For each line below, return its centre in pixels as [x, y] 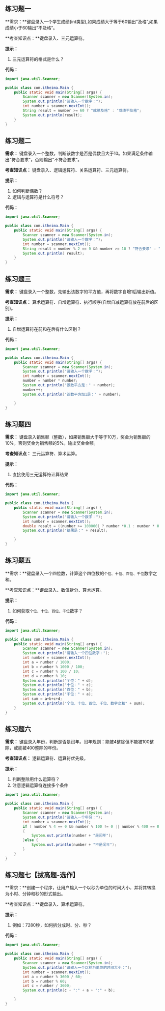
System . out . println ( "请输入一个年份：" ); [63, 817]
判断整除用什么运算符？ [36, 779]
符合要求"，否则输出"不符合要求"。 [47, 160]
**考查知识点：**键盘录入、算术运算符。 [46, 904]
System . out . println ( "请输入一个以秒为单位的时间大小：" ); [77, 967]
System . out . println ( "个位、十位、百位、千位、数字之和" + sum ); [84, 703]
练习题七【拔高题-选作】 [42, 875]
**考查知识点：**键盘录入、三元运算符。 [46, 38]
